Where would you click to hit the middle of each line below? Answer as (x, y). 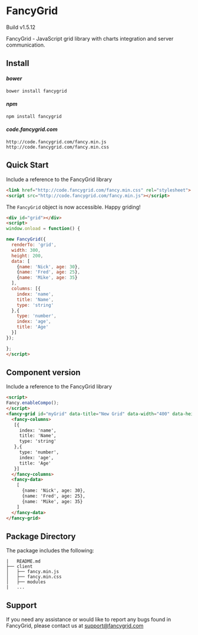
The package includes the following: (50, 551)
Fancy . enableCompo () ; (33, 403)
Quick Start (27, 165)
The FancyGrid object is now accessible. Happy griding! (73, 207)
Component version (43, 372)
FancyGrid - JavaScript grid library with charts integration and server (90, 38)
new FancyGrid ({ (26, 239)
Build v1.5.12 (21, 27)
